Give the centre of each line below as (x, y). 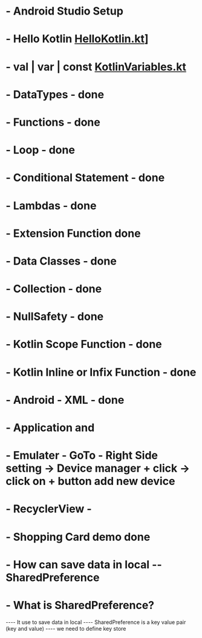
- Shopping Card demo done (78, 537)
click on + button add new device (90, 481)
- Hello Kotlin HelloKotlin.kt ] (77, 39)
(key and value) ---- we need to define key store (66, 628)
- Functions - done (53, 122)
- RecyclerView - (49, 509)
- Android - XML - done (65, 400)
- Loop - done (40, 150)
